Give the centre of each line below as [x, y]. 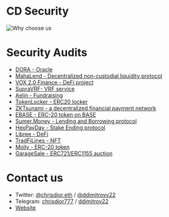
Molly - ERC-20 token [42, 146]
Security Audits [47, 53]
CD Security [38, 11]
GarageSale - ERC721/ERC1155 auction [64, 153]
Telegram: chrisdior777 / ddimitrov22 [62, 201]
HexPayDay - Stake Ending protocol [60, 127]
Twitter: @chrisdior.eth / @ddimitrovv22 [65, 195]
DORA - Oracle [34, 69]
